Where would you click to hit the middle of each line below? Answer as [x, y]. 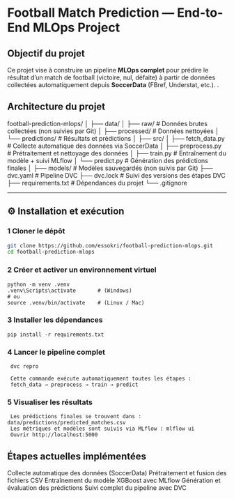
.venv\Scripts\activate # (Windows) [70, 291]
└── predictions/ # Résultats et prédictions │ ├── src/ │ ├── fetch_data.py [116, 138]
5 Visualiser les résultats [50, 402]
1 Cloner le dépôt [36, 231]
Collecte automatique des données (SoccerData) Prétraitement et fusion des [117, 473]
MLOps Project [76, 28]
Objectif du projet [46, 53]
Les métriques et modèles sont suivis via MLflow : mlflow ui [102, 429]
